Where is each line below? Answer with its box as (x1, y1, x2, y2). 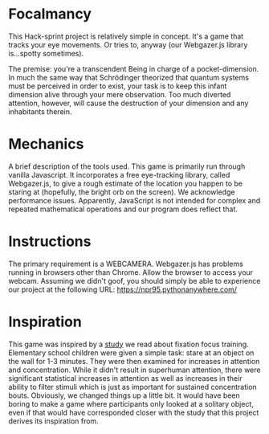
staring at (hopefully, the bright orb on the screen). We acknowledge (8, 186, 235, 197)
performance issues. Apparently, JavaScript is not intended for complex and (8, 195, 261, 205)
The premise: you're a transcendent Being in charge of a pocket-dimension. (8, 63, 259, 73)
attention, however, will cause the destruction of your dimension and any (8, 98, 249, 108)
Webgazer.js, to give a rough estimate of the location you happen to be (8, 178, 243, 188)
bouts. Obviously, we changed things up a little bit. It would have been (8, 391, 241, 400)
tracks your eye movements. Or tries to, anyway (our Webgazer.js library (8, 39, 248, 49)
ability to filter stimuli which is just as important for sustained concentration (8, 382, 257, 391)
